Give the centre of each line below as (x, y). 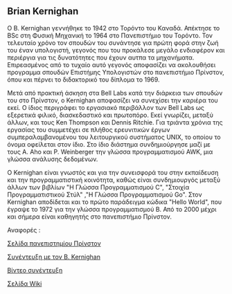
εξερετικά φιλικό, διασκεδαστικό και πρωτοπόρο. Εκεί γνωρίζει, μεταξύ (110, 115)
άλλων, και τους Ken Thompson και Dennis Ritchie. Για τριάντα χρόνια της (115, 122)
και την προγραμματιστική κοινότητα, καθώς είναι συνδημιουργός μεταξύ (114, 180)
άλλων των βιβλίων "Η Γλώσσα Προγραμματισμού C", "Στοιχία (98, 187)
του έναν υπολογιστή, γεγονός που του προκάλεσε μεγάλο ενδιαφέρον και (116, 50)
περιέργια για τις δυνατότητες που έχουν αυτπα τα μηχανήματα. (101, 57)
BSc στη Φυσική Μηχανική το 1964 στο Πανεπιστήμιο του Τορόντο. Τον (110, 35)
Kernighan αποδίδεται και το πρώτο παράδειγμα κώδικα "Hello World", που (115, 202)
